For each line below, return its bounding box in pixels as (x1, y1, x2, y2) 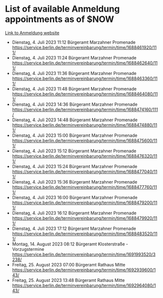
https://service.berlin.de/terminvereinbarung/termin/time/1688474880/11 (12, 122, 158, 128)
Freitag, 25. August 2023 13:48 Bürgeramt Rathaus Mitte (12, 277, 125, 283)
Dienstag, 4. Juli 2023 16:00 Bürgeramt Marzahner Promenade (12, 194, 138, 200)
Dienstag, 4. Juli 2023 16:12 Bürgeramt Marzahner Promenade (12, 210, 137, 216)
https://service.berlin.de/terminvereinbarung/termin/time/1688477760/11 (12, 184, 157, 190)
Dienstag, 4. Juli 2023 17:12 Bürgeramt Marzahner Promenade (12, 225, 136, 231)
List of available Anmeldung (5, 3, 120, 15)
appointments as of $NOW (5, 14, 114, 25)
